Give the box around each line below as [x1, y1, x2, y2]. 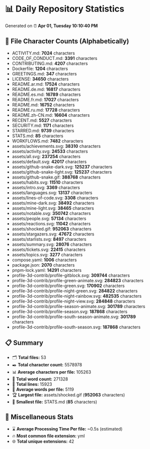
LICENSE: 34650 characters [12, 76, 69, 82]
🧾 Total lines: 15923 [12, 381, 52, 387]
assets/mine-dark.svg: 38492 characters [12, 200, 95, 206]
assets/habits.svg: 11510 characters [12, 179, 83, 185]
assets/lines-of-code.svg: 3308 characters [12, 195, 98, 200]
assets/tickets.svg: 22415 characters [12, 246, 86, 252]
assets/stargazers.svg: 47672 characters [12, 231, 94, 237]
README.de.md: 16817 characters [12, 86, 81, 92]
